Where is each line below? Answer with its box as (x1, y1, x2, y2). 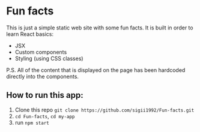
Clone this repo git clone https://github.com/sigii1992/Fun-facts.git (14, 106, 195, 113)
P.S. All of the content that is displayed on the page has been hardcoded (6, 66, 186, 73)
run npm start (14, 119, 49, 126)
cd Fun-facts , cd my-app (14, 112, 75, 119)
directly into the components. (6, 73, 79, 80)
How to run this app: (6, 90, 84, 100)
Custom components (14, 48, 67, 55)
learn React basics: (6, 30, 54, 37)
